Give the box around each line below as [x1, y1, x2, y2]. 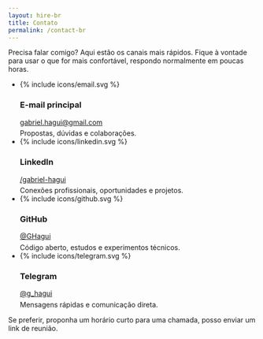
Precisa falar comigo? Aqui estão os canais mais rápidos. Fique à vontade [8, 48, 248, 58]
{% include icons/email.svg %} [19, 80, 120, 89]
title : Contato [8, 19, 58, 27]
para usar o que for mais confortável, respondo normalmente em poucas [8, 56, 244, 65]
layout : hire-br [8, 11, 61, 20]
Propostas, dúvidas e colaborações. [19, 129, 137, 138]
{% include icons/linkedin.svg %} [19, 137, 128, 147]
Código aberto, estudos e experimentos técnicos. [19, 243, 180, 252]
